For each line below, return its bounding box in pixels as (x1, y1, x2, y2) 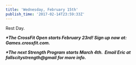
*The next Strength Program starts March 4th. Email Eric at (5, 49, 131, 55)
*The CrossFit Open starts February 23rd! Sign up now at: (5, 35, 127, 41)
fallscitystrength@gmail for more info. (5, 54, 86, 60)
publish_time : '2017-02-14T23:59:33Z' (5, 12, 85, 17)
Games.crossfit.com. (5, 40, 51, 45)
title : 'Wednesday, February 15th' (5, 7, 79, 12)
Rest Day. (5, 25, 25, 31)
